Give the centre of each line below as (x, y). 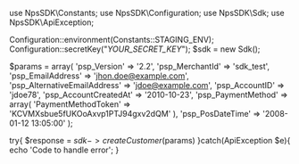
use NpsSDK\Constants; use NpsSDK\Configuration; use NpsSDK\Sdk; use (147, 13)
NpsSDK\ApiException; (52, 22)
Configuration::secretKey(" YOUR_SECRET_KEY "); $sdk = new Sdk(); (135, 49)
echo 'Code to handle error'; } (64, 150)
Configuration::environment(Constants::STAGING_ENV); (112, 40)
